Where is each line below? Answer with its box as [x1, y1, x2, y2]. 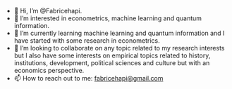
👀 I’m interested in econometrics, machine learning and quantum [13, 14, 202, 22]
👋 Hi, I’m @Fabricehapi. [13, 7, 83, 15]
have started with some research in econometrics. [13, 36, 160, 45]
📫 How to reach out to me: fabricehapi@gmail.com [13, 74, 164, 82]
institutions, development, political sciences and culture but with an [13, 59, 210, 67]
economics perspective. [13, 67, 85, 74]
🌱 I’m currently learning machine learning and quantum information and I [13, 29, 225, 37]
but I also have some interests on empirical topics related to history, [13, 51, 211, 60]
